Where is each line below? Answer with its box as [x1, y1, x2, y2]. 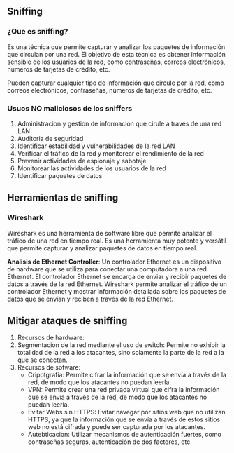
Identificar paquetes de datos [17, 171, 103, 180]
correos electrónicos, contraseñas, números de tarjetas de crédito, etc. [7, 86, 212, 94]
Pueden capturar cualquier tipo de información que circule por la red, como [7, 79, 225, 87]
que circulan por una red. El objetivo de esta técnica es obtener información [7, 50, 226, 58]
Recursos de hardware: [17, 333, 85, 342]
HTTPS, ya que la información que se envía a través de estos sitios [27, 415, 221, 424]
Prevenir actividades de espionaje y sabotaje [17, 156, 147, 165]
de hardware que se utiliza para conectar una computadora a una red [7, 264, 207, 273]
